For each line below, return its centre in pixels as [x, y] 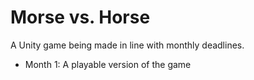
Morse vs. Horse [80, 17]
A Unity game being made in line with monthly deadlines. [127, 45]
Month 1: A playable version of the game [108, 64]
